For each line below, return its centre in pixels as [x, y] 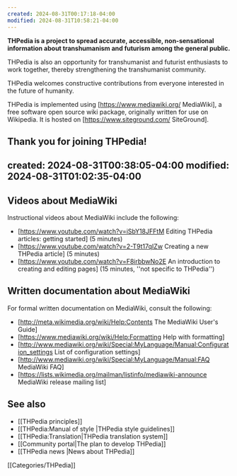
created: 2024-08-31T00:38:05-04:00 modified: [118, 166]
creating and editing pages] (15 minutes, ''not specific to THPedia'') [116, 269]
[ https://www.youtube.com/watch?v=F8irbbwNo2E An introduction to [119, 262]
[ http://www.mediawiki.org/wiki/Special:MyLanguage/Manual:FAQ [114, 359]
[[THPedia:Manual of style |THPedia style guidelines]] [96, 429]
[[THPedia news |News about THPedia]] [76, 451]
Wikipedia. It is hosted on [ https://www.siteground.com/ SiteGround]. [108, 119]
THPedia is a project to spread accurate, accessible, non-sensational [111, 40]
